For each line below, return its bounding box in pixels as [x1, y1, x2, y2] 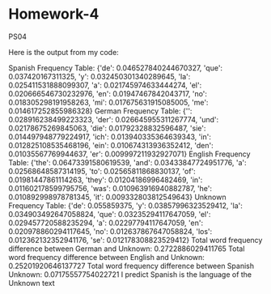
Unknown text [8, 278, 55, 288]
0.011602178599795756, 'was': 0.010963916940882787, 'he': [8, 183, 213, 193]
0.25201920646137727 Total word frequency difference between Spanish [8, 261, 255, 271]
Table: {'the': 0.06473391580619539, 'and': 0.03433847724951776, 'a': [8, 157, 247, 167]
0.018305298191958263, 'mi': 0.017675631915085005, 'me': [8, 97, 209, 107]
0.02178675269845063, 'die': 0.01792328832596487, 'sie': [8, 123, 206, 133]
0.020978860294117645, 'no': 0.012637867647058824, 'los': [8, 226, 213, 236]
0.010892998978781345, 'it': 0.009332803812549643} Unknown [8, 192, 227, 202]
